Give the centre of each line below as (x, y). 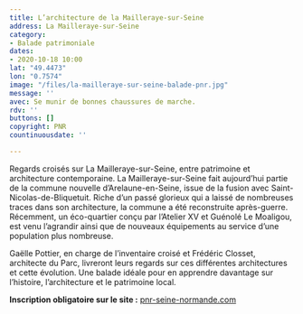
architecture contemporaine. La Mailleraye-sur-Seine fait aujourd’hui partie (149, 178)
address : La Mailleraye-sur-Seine (75, 26)
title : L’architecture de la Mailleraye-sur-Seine (107, 18)
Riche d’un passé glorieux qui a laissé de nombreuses (194, 197)
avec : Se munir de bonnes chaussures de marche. (103, 102)
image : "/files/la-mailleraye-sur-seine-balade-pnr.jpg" (119, 85)
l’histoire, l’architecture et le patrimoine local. (93, 282)
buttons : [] (32, 118)
